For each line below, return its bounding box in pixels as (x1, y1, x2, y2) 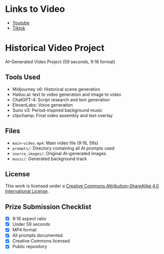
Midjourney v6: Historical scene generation (12, 86, 100, 92)
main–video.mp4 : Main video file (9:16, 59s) (12, 140, 99, 146)
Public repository (12, 244, 47, 250)
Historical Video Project (5, 42, 105, 54)
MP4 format (12, 227, 37, 233)
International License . (5, 188, 49, 194)
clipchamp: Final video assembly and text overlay (12, 112, 113, 118)
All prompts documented (12, 232, 63, 238)
